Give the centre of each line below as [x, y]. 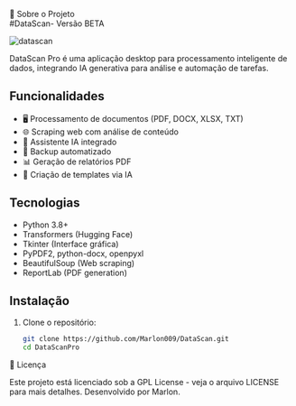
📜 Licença [28, 364]
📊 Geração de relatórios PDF [77, 161]
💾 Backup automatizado [67, 151]
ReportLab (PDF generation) [75, 272]
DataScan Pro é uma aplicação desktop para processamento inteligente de [148, 58]
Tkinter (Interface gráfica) [70, 244]
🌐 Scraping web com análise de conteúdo [100, 132]
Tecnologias [45, 203]
